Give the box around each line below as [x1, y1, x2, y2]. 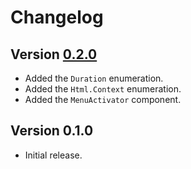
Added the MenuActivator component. [24, 94, 182, 105]
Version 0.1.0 [10, 122, 94, 140]
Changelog [10, 6, 104, 29]
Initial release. [24, 149, 83, 161]
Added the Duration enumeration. [24, 72, 164, 84]
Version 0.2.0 [10, 46, 98, 63]
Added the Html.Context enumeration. [24, 83, 182, 95]
